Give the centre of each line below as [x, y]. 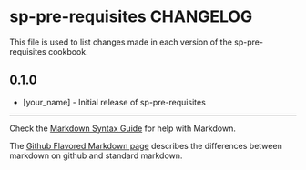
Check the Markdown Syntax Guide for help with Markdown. [123, 128]
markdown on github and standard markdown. [96, 155]
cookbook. [68, 51]
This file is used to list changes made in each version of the [121, 42]
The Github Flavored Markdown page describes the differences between [146, 145]
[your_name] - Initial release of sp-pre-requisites [114, 102]
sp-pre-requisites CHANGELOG [131, 17]
